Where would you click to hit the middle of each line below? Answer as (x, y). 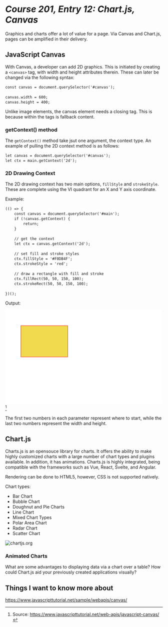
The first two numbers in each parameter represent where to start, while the (83, 418)
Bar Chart (22, 496)
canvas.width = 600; (27, 97)
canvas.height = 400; (28, 102)
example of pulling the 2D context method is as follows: (62, 146)
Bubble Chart (26, 501)
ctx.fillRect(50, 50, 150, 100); (49, 279)
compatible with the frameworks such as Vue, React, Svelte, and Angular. (81, 467)
